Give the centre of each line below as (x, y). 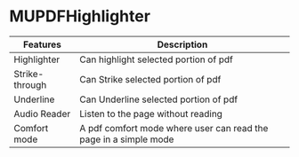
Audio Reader (42, 114)
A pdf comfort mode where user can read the (174, 128)
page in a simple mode (127, 139)
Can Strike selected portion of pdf (150, 79)
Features (42, 44)
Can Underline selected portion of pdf (159, 99)
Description (182, 44)
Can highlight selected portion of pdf (156, 59)
